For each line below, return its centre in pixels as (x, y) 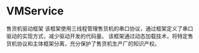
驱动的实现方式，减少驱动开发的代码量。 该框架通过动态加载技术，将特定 (97, 36)
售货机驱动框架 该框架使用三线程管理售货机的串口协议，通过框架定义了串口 (100, 28)
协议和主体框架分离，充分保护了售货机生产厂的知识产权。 (88, 43)
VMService (35, 11)
